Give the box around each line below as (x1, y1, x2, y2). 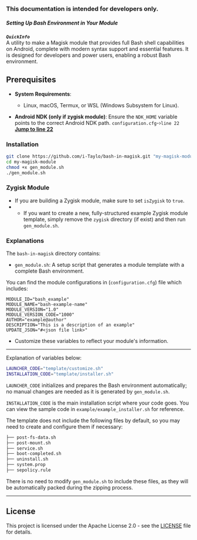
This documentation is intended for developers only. (6, 5, 159, 13)
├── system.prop (6, 462, 46, 468)
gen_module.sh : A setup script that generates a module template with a (14, 261, 185, 269)
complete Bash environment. (14, 267, 84, 274)
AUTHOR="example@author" (6, 317, 67, 323)
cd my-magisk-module (6, 159, 57, 165)
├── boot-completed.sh (6, 451, 62, 457)
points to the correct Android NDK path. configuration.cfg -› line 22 (14, 119, 180, 126)
